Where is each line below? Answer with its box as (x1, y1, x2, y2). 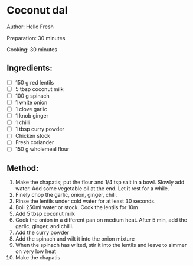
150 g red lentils (15, 79, 54, 86)
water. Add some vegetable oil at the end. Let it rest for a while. (15, 185, 169, 192)
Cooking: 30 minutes (6, 46, 58, 53)
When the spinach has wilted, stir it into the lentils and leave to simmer (15, 242, 187, 249)
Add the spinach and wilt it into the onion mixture (15, 235, 135, 242)
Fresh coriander (15, 139, 54, 146)
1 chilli (15, 119, 31, 126)
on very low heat (15, 248, 57, 255)
